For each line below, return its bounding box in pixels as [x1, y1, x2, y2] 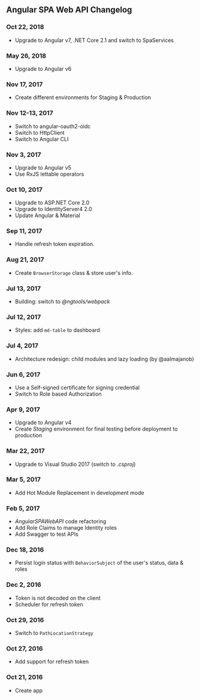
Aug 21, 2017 [6, 256, 44, 264]
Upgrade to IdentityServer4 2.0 [14, 206, 93, 213]
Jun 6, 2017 [6, 370, 41, 378]
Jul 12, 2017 [6, 313, 41, 321]
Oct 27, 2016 [6, 644, 43, 652]
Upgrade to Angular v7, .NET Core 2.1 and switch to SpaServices [14, 36, 174, 44]
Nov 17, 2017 [6, 80, 43, 88]
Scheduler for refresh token [14, 601, 84, 608]
